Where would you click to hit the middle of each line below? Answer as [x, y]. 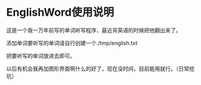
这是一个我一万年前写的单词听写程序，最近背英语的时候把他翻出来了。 [94, 30]
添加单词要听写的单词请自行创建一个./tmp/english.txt [72, 43]
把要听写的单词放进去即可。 [41, 55]
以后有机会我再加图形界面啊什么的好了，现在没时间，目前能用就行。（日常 [98, 68]
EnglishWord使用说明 [60, 12]
